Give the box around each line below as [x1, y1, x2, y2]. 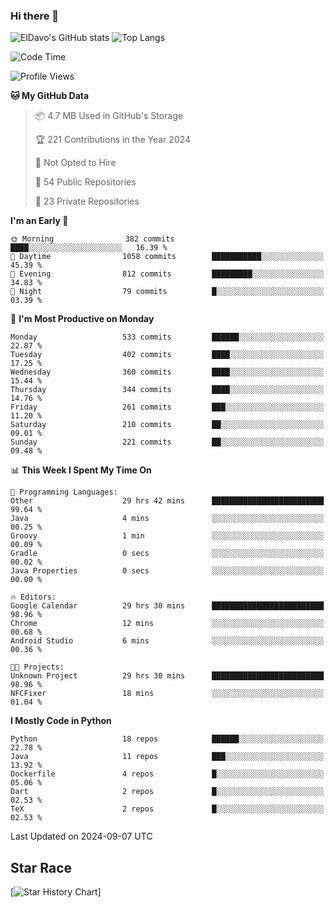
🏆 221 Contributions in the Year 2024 [34, 134, 192, 146]
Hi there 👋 [10, 9, 60, 23]
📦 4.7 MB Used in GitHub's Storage [34, 110, 183, 122]
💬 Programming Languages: [10, 487, 118, 498]
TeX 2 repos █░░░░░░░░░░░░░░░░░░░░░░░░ [10, 804, 325, 814]
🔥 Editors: [10, 592, 57, 603]
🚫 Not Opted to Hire [34, 157, 117, 169]
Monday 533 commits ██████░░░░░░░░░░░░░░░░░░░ [10, 332, 325, 343]
